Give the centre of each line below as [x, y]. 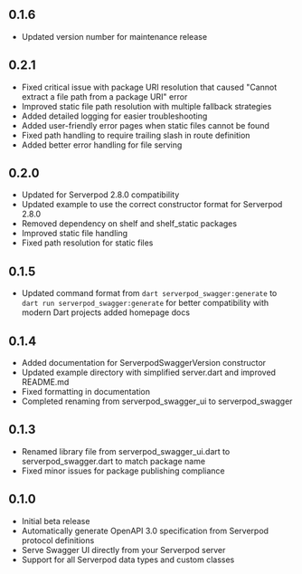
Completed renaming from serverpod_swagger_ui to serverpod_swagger [157, 401]
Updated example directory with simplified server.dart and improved [149, 373]
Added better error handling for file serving [102, 145]
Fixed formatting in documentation [86, 392]
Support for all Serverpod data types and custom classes [128, 560]
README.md [45, 382]
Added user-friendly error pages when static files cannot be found [146, 125]
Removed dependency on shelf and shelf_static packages [129, 224]
